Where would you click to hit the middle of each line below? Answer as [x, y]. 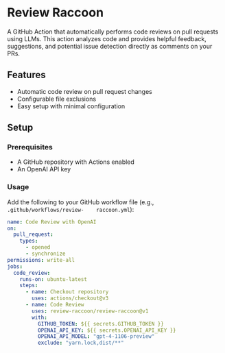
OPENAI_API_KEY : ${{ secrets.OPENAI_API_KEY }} [107, 330]
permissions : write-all [41, 260]
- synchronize [46, 254]
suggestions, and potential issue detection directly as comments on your [110, 46]
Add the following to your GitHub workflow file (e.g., [81, 202]
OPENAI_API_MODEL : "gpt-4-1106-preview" [96, 337]
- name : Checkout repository [67, 292]
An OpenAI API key [44, 169]
